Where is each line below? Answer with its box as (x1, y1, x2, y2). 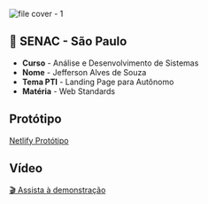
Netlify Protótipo (9, 135, 69, 145)
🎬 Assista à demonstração (9, 184, 106, 195)
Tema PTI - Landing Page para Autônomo (21, 76, 174, 87)
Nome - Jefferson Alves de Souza (21, 67, 147, 77)
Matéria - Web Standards (21, 85, 116, 97)
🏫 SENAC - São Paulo (9, 34, 127, 49)
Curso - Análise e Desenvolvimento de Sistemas (21, 58, 199, 68)
